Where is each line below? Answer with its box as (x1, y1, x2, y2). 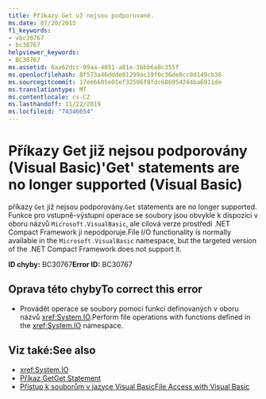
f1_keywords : (8, 26, 52, 34)
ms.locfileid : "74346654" (8, 108, 94, 116)
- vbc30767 (8, 33, 44, 42)
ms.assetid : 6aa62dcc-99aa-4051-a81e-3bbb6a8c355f (8, 64, 179, 72)
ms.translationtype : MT (8, 85, 87, 94)
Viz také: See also (8, 343, 96, 358)
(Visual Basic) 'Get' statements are (8, 159, 240, 177)
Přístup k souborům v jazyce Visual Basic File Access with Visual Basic (19, 382, 250, 391)
